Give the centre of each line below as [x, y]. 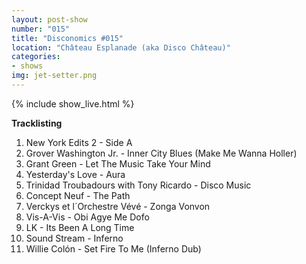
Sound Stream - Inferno [74, 238]
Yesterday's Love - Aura [75, 174]
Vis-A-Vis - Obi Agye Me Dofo [87, 217]
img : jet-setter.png [54, 76]
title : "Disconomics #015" [67, 38]
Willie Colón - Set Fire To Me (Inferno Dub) [113, 248]
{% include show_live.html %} [73, 103]
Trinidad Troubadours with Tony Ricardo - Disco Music [138, 185]
